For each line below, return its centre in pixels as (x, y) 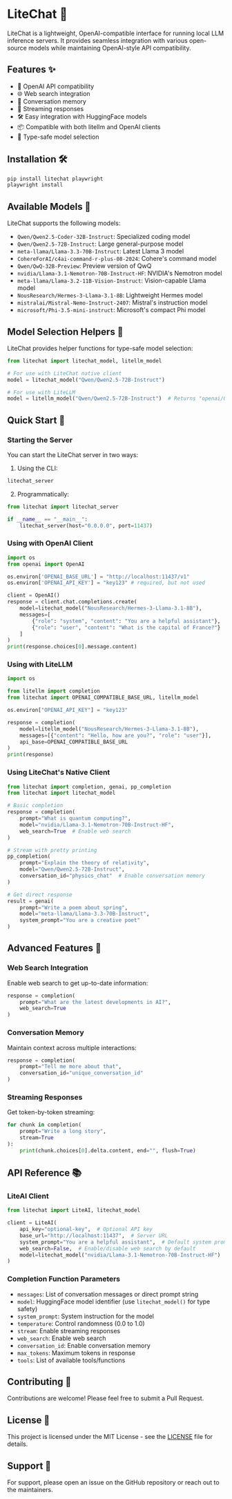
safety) (27, 1308)
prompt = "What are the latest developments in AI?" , (95, 1002)
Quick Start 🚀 (36, 420)
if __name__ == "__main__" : (48, 519)
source (17, 48)
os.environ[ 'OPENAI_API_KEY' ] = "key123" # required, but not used (106, 583)
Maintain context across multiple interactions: (72, 1047)
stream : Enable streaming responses (69, 1331)
